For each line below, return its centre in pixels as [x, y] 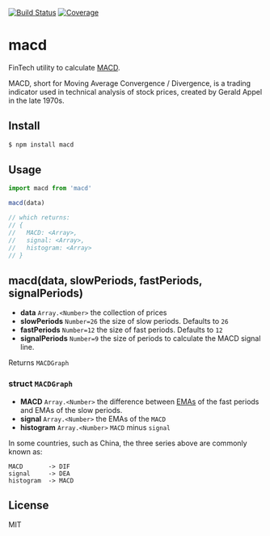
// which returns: [39, 218]
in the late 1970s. [36, 100]
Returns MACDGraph [39, 363]
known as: [25, 451]
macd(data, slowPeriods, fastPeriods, [105, 281]
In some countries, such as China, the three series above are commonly [128, 443]
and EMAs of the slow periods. [71, 410]
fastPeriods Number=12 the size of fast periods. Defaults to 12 [121, 330]
